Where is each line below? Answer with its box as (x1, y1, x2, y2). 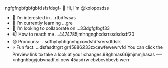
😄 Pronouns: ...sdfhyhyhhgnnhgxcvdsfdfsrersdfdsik (12, 39, 121, 44)
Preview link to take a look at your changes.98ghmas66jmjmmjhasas (12, 51, 155, 57)
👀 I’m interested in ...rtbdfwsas (12, 15, 76, 20)
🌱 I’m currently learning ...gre (12, 20, 73, 26)
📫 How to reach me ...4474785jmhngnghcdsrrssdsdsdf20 (12, 31, 135, 37)
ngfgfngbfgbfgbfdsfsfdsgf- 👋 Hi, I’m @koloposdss (5, 5, 109, 11)
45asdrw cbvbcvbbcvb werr (70, 57, 130, 63)
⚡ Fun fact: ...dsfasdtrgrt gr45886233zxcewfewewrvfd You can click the (12, 44, 163, 50)
